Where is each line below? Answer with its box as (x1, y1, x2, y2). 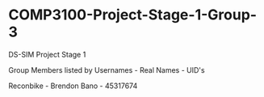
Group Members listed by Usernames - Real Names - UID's (8, 65, 205, 74)
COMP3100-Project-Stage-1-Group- (8, 6, 257, 24)
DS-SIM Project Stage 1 (8, 49, 86, 59)
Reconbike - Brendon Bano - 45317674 (8, 81, 138, 91)
